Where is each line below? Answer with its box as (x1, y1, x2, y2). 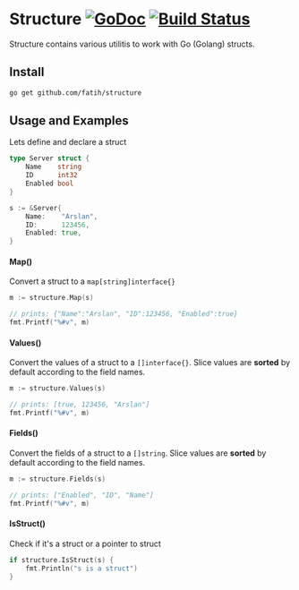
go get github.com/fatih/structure (9, 88, 142, 98)
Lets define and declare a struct (9, 137, 127, 148)
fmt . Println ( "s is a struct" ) (25, 564, 139, 573)
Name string (25, 162, 82, 172)
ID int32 (25, 171, 78, 180)
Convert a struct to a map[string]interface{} (9, 276, 176, 286)
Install (9, 64, 45, 80)
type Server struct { (9, 154, 90, 163)
